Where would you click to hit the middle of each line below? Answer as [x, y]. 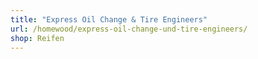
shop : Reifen [37, 38]
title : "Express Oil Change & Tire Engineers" [109, 19]
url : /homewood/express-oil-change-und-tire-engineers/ [129, 29]
